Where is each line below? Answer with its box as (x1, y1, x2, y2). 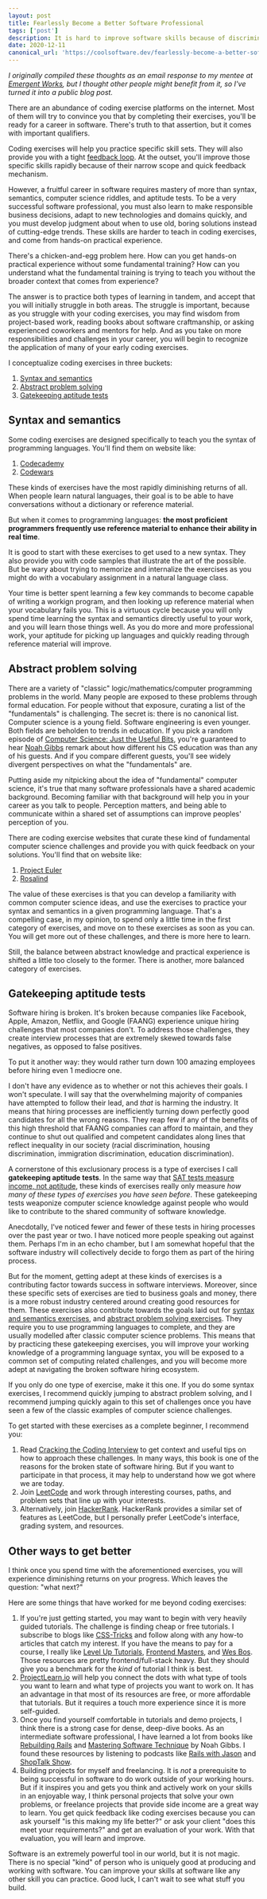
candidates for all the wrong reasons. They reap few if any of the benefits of (8, 1115, 258, 1125)
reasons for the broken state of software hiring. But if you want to (19, 1462, 234, 1472)
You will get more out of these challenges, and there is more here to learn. (8, 931, 251, 941)
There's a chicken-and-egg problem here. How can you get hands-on (8, 251, 237, 260)
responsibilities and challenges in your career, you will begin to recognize (8, 334, 249, 344)
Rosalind (19, 874, 48, 883)
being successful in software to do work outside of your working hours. (19, 1775, 254, 1784)
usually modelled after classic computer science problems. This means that (8, 1331, 256, 1340)
